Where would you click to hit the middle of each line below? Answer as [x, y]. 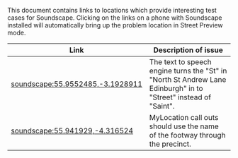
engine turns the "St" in [188, 71]
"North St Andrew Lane [188, 79]
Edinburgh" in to [176, 89]
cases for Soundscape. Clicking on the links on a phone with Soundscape [115, 18]
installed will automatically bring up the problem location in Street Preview [115, 25]
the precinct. [170, 144]
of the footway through [187, 135]
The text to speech [181, 62]
